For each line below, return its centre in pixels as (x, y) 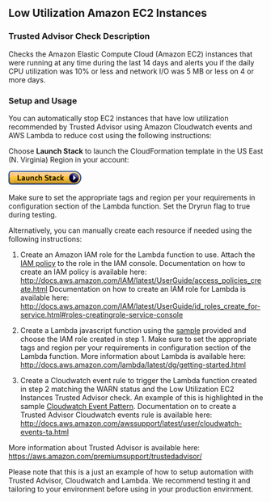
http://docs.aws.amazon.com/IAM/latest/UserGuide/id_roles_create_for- (140, 306)
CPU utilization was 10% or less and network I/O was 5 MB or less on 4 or (131, 71)
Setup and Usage (43, 100)
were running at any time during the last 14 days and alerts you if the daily (131, 62)
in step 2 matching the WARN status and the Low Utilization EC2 (127, 389)
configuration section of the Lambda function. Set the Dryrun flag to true (129, 206)
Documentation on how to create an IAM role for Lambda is (148, 289)
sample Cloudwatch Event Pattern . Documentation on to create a (128, 406)
